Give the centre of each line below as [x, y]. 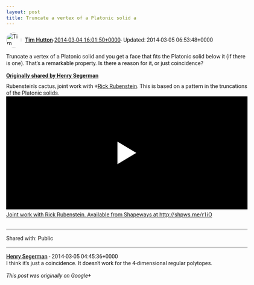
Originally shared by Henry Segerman [52, 76]
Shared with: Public [30, 238]
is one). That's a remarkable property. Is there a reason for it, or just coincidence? [105, 63]
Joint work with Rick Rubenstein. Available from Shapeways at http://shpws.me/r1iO [110, 215]
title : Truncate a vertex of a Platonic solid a [71, 18]
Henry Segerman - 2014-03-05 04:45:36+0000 [62, 256]
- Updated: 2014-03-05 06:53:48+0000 [167, 40]
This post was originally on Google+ [49, 276]
